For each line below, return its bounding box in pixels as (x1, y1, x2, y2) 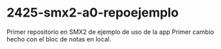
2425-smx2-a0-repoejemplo (6, 5, 179, 21)
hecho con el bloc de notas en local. (6, 35, 112, 43)
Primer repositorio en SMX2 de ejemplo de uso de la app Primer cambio (6, 28, 215, 36)
